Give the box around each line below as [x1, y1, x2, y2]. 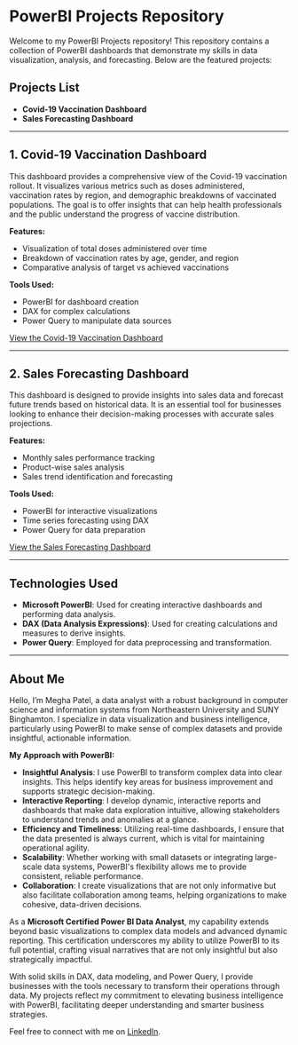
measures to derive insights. [21, 628, 126, 638]
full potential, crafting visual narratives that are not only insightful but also [9, 945, 278, 955]
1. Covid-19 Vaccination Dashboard [9, 147, 208, 162]
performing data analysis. [21, 609, 116, 620]
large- [255, 852, 278, 862]
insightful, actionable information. [9, 732, 131, 743]
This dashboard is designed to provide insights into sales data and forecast [9, 390, 284, 400]
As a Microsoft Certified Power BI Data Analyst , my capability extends [9, 916, 270, 927]
